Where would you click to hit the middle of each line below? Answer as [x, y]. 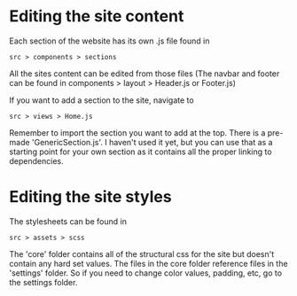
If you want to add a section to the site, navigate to [102, 100]
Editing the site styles [90, 197]
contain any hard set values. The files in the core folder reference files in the [148, 263]
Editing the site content [97, 16]
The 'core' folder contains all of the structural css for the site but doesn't [142, 253]
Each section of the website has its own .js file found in [109, 41]
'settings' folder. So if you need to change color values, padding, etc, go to [145, 273]
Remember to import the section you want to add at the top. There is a [137, 132]
